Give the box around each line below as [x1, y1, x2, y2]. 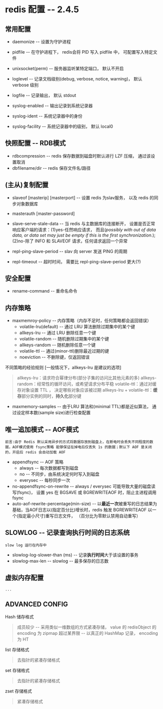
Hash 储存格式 [5, 613, 34, 619]
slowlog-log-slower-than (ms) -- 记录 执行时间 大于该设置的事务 [12, 551, 139, 558]
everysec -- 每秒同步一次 [19, 477, 70, 483]
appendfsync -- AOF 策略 [12, 459, 64, 465]
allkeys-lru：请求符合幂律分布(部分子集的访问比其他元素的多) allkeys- [17, 375, 157, 381]
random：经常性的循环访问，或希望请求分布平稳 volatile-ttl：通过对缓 [17, 381, 157, 387]
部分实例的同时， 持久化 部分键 [21, 393, 81, 399]
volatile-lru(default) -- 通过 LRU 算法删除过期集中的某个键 [19, 324, 135, 330]
